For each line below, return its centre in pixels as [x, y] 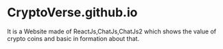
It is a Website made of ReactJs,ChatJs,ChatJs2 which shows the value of [112, 31]
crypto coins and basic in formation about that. [73, 38]
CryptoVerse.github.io [72, 13]
